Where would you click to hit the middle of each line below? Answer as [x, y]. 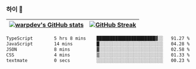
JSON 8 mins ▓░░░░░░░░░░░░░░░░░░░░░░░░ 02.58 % [98, 50]
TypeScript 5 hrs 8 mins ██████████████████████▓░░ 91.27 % [98, 39]
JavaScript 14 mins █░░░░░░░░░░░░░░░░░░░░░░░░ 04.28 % [98, 44]
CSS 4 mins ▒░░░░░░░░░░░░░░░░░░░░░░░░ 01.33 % [98, 55]
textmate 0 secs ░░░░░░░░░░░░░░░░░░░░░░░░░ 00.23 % [98, 60]
